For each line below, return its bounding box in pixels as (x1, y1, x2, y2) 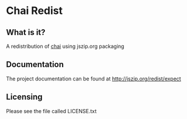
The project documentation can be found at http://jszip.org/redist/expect (6, 75, 181, 82)
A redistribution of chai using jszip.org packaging (6, 43, 124, 50)
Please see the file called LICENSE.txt (6, 107, 97, 114)
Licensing (6, 92, 43, 102)
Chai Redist (6, 4, 63, 17)
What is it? (6, 27, 46, 37)
